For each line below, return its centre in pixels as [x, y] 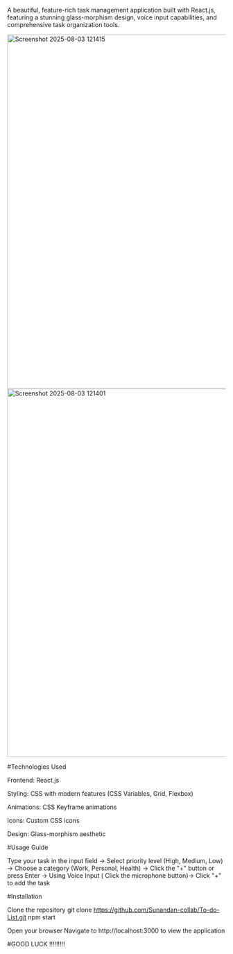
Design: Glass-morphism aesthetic [57, 834]
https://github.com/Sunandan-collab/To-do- [156, 910]
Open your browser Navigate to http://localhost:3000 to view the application [116, 930]
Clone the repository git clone [50, 910]
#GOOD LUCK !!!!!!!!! [36, 944]
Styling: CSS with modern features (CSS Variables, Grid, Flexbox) [101, 793]
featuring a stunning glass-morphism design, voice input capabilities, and [112, 17]
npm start [41, 917]
